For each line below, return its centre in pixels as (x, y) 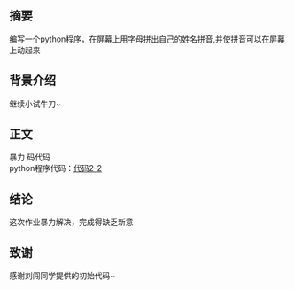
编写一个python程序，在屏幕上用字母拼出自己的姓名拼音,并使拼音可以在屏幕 (147, 39)
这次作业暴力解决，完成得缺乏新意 (71, 222)
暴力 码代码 (30, 157)
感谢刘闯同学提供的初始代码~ (62, 276)
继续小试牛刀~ (35, 104)
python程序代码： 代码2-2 (55, 168)
